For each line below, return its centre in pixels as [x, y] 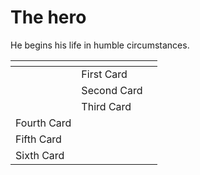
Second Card [112, 90]
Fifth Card [38, 139]
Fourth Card [43, 123]
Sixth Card [40, 155]
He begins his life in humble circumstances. [100, 45]
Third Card [106, 106]
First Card [104, 74]
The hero [48, 17]
